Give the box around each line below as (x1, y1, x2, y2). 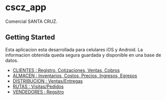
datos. (5, 57, 19, 63)
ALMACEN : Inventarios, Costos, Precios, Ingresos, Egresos (12, 73, 138, 79)
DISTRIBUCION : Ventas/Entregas (12, 78, 83, 84)
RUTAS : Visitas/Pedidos (12, 83, 64, 89)
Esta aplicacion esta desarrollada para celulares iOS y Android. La (5, 46, 143, 52)
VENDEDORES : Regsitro (12, 88, 64, 95)
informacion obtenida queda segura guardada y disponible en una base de (5, 52, 161, 58)
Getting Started (5, 33, 55, 42)
